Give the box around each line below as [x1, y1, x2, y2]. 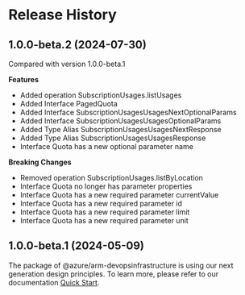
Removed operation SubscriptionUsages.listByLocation [19, 173, 204, 182]
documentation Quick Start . [8, 277, 100, 287]
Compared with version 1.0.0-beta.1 [8, 59, 126, 69]
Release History [8, 6, 117, 24]
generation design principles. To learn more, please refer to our [8, 268, 219, 279]
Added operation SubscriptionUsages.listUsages [19, 90, 182, 100]
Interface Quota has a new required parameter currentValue [19, 190, 219, 199]
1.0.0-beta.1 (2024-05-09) [8, 239, 145, 253]
